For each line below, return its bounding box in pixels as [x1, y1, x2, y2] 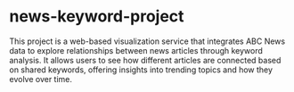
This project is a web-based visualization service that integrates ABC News [9, 36, 286, 46]
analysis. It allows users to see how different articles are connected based [9, 54, 282, 65]
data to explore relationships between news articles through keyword [9, 45, 263, 55]
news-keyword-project [9, 6, 184, 27]
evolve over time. [9, 73, 73, 84]
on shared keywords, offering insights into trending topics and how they [9, 64, 274, 75]
